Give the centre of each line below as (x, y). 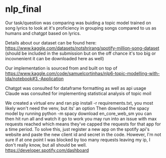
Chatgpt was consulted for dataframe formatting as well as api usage (76, 88)
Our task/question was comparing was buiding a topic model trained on (78, 23)
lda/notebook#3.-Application (34, 79)
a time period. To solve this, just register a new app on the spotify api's (77, 129)
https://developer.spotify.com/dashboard (47, 150)
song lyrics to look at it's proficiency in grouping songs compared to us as (81, 28)
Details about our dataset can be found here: (51, 42)
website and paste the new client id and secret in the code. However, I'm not (83, 134)
